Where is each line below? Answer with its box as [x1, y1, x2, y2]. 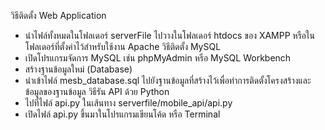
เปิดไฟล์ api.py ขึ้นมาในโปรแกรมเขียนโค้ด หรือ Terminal [24, 108, 221, 120]
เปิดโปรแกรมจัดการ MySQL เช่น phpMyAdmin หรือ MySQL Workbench [24, 52, 292, 64]
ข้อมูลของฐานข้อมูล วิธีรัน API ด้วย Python [24, 86, 170, 97]
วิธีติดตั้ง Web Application [10, 10, 107, 21]
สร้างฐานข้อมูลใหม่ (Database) [24, 63, 133, 75]
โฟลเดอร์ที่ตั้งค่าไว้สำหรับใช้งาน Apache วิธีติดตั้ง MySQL [24, 41, 222, 52]
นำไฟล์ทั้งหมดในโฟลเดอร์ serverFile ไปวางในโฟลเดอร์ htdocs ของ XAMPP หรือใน [24, 30, 316, 41]
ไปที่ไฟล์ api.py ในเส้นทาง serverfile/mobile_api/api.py [24, 97, 233, 109]
